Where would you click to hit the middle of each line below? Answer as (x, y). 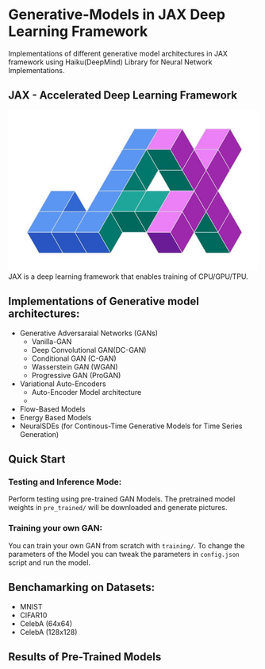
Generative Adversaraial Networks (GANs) (89, 333)
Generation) (39, 434)
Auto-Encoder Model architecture (86, 392)
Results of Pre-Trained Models (85, 657)
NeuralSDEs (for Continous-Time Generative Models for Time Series (131, 426)
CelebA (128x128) (48, 632)
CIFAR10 (33, 615)
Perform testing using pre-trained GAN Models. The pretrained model (122, 499)
